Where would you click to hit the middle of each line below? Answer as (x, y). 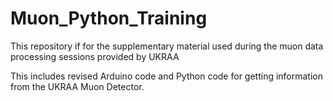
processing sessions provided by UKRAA (95, 56)
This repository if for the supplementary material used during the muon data (167, 46)
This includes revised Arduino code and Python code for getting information (167, 76)
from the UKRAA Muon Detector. (77, 86)
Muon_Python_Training (109, 18)
